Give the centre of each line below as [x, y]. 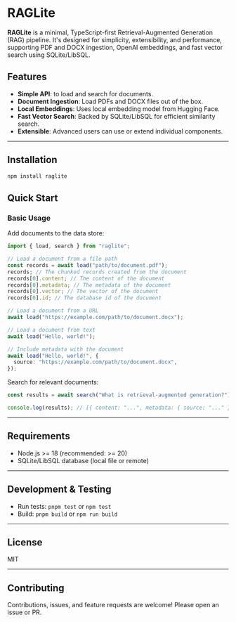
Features [27, 77]
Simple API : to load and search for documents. [85, 93]
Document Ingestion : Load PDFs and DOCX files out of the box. [110, 101]
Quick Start [33, 198]
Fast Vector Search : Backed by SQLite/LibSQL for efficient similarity [116, 116]
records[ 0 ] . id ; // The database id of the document [84, 298]
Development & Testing [59, 490]
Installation [32, 160]
